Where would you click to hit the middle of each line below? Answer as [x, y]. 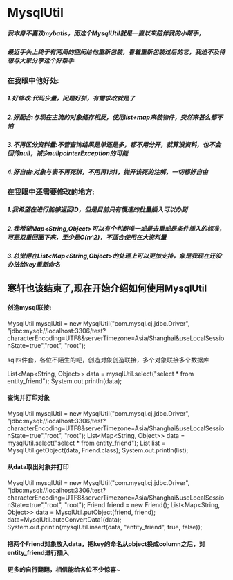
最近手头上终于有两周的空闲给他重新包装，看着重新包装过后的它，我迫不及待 [116, 52]
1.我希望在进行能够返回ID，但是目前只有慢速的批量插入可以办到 [97, 210]
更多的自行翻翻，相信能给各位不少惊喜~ [64, 570]
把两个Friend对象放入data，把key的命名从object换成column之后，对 [106, 544]
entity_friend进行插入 [38, 552]
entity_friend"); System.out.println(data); [65, 381]
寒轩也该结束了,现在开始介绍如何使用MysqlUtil [107, 289]
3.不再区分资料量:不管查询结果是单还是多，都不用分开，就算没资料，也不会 [114, 144]
